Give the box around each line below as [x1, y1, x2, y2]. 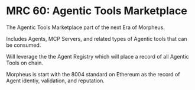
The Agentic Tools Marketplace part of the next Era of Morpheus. [6, 24, 165, 31]
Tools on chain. [6, 59, 43, 66]
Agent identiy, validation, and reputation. [6, 77, 105, 84]
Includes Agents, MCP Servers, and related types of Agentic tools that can [6, 35, 187, 42]
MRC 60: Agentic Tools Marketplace [6, 4, 187, 18]
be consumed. [6, 41, 41, 49]
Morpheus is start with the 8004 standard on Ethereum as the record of [6, 70, 180, 78]
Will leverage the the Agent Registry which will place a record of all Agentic [6, 53, 189, 60]
